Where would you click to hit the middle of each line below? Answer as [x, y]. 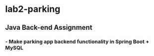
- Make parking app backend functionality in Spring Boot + [77, 42]
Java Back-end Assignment [49, 28]
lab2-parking [33, 9]
